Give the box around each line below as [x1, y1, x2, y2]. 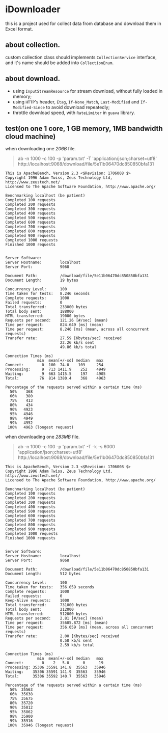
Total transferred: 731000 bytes [5, 603, 88, 608]
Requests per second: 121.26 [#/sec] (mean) [5, 318, 108, 323]
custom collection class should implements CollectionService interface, [5, 54, 157, 60]
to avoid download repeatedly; [45, 104, 110, 110]
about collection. [5, 41, 60, 49]
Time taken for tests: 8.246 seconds [5, 291, 90, 296]
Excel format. [5, 25, 33, 32]
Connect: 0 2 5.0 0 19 [5, 661, 103, 666]
